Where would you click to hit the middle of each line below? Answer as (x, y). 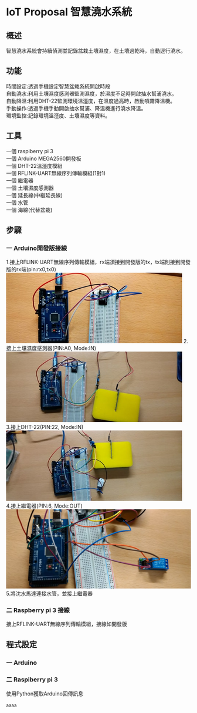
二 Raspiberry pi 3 (32, 680)
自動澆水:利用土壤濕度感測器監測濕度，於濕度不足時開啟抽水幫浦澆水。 (92, 93)
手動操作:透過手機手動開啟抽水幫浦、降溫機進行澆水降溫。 (76, 108)
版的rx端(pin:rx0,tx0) (31, 269)
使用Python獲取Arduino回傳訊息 (45, 694)
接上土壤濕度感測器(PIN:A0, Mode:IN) (51, 348)
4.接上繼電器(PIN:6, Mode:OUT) (45, 506)
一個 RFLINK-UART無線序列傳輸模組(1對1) (56, 173)
